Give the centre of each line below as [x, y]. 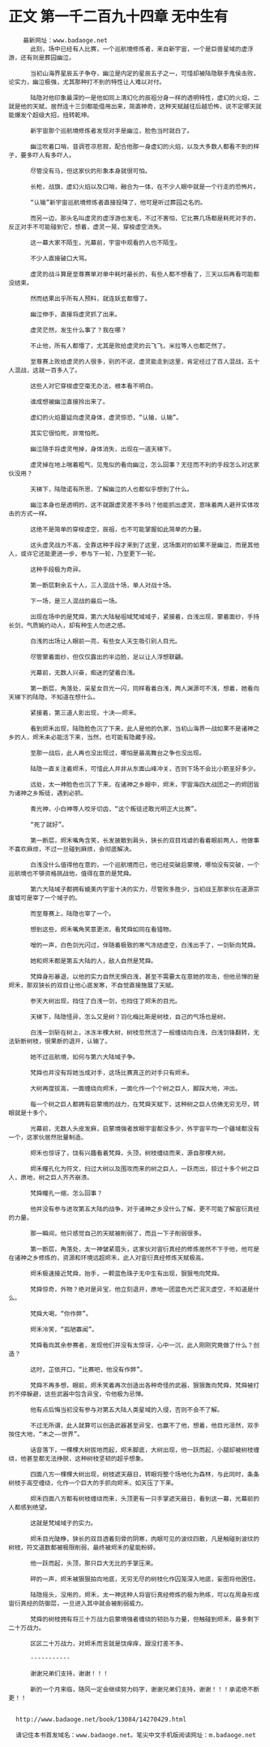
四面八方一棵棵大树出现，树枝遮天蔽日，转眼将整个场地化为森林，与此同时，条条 [144, 1474]
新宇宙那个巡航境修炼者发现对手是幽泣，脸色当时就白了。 [111, 131]
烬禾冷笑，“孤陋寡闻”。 [64, 1329]
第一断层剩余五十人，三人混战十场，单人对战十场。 [103, 585]
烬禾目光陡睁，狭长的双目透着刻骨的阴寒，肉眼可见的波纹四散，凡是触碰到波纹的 [144, 1539]
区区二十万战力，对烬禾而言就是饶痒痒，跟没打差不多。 [109, 1644]
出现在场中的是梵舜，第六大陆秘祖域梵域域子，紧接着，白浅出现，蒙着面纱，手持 [144, 616]
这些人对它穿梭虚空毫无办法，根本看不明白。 [93, 386]
